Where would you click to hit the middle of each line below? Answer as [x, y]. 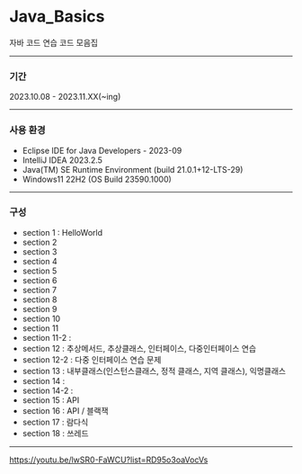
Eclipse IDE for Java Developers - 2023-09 [102, 150]
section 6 [40, 280]
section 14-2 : [48, 390]
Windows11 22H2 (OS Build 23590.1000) [97, 179]
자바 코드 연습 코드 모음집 [54, 42]
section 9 [40, 309]
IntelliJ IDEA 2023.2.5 [62, 160]
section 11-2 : [47, 337]
